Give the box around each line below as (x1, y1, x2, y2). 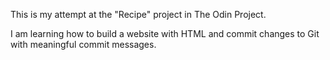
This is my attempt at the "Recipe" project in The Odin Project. (10, 9, 267, 20)
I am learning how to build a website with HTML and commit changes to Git (10, 28, 320, 39)
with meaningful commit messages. (10, 39, 157, 50)
